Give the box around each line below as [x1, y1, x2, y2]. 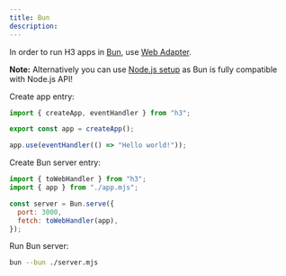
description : [9, 22, 58, 31]
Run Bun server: [9, 241, 69, 252]
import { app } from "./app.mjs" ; [9, 183, 139, 192]
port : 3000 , [17, 207, 63, 216]
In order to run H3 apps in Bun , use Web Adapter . [9, 46, 192, 57]
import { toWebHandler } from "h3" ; [9, 175, 147, 184]
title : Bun [9, 13, 50, 23]
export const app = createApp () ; [9, 124, 135, 133]
